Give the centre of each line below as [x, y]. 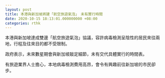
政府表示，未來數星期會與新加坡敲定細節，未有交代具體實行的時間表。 [76, 54]
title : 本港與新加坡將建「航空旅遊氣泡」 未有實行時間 [54, 14]
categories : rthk [23, 23]
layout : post [18, 10]
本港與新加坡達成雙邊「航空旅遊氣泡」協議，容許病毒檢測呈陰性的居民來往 [80, 38]
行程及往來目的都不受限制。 [41, 44]
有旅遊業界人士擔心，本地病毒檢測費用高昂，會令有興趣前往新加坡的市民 [78, 64]
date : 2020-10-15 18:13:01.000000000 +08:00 [51, 19]
